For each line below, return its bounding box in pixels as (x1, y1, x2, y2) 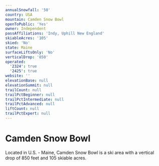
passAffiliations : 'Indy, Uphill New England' (5, 31, 105, 36)
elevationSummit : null (5, 82, 53, 88)
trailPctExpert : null (5, 111, 51, 116)
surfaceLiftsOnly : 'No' (5, 50, 55, 55)
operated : (5, 59, 26, 64)
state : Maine (5, 45, 33, 50)
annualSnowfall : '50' (5, 7, 51, 13)
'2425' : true (10, 69, 37, 74)
